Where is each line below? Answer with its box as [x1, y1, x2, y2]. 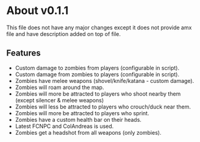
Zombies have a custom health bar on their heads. [15, 116, 142, 123]
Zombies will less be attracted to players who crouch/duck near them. [15, 103, 191, 110]
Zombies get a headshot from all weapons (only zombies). [15, 129, 162, 136]
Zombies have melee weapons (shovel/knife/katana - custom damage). [15, 77, 195, 84]
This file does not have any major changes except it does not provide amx [6, 24, 192, 31]
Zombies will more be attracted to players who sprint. [15, 109, 149, 116]
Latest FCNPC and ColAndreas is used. [15, 122, 114, 130]
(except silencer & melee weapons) [15, 96, 104, 104]
